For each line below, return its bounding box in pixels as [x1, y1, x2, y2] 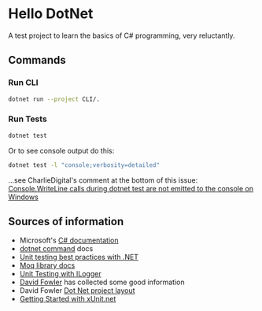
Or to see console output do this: [8, 146, 115, 155]
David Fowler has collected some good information [19, 277, 185, 287]
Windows [8, 192, 39, 202]
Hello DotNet [8, 5, 94, 23]
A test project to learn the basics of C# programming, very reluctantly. [8, 31, 235, 40]
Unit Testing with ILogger [19, 269, 101, 279]
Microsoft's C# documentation [19, 235, 119, 245]
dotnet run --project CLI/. [8, 95, 101, 103]
